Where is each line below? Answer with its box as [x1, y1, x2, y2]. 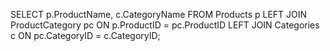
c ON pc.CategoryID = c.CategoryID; [10, 30, 161, 41]
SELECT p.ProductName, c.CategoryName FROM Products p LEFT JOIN [10, 9, 308, 20]
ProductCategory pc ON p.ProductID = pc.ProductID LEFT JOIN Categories [10, 19, 320, 31]
